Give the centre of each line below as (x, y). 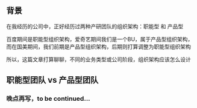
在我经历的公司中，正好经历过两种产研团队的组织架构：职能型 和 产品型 (95, 26)
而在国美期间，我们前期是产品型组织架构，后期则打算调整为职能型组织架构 (98, 46)
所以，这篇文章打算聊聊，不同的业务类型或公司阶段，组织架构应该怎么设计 (98, 59)
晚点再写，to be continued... (48, 99)
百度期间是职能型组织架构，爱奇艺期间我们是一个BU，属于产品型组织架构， (100, 39)
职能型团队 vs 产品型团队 (52, 80)
